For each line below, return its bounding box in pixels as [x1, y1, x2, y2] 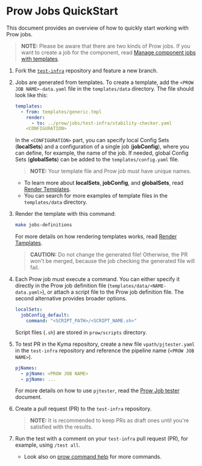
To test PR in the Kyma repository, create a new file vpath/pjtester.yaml [14, 340, 195, 348]
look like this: [14, 91, 48, 99]
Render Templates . [24, 186, 71, 193]
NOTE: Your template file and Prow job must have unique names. [30, 167, 192, 175]
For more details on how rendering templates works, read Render [14, 233, 177, 240]
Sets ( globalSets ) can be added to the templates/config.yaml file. [14, 156, 180, 163]
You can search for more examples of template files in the [24, 192, 168, 199]
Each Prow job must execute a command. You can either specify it [14, 276, 180, 283]
